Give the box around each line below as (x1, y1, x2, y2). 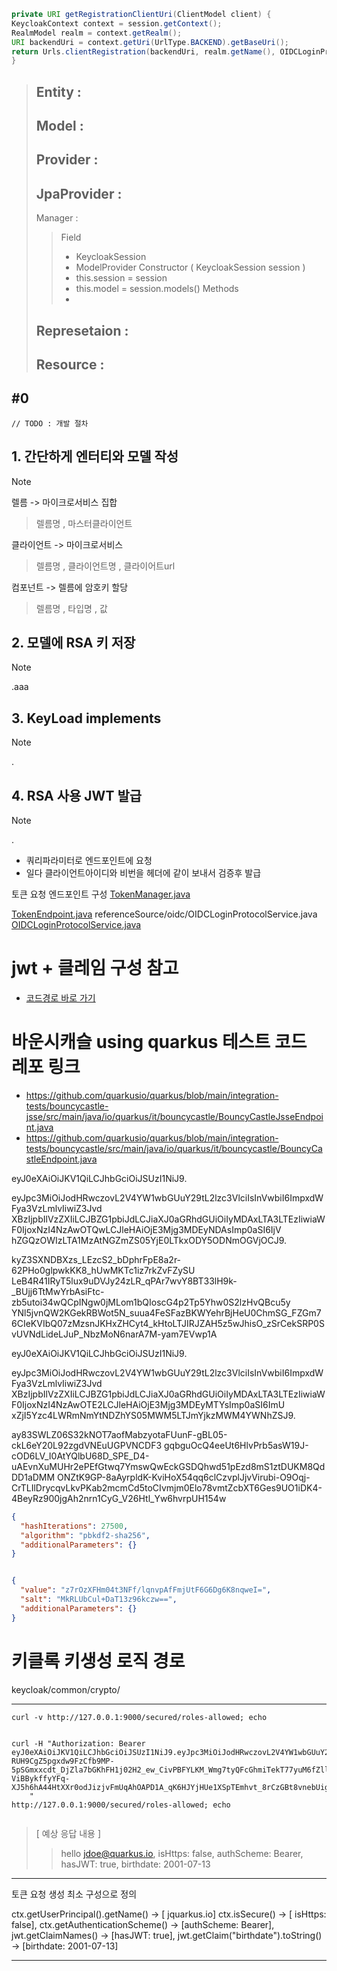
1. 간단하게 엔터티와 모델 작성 (11, 448, 179, 465)
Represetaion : (35, 322, 129, 339)
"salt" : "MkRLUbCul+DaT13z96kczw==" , (20, 1595, 178, 1605)
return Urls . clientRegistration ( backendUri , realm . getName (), (11, 46, 276, 57)
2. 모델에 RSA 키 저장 (11, 635, 136, 652)
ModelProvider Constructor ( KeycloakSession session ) (75, 261, 306, 274)
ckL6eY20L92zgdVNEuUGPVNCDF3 (11, 1439, 163, 1451)
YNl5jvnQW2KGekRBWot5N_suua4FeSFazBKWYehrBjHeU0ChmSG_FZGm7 (11, 1306, 322, 1319)
